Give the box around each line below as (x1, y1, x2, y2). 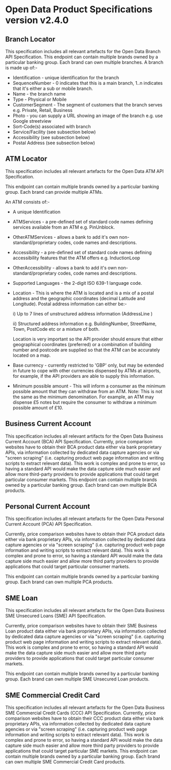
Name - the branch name (12, 91, 66, 97)
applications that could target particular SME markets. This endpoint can (5, 748, 158, 754)
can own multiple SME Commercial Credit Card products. (5, 759, 126, 765)
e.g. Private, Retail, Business (12, 107, 73, 113)
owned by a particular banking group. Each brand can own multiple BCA (5, 482, 157, 488)
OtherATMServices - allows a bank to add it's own (12, 234, 118, 240)
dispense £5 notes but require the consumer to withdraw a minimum (12, 399, 157, 405)
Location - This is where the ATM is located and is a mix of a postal (12, 290, 154, 296)
